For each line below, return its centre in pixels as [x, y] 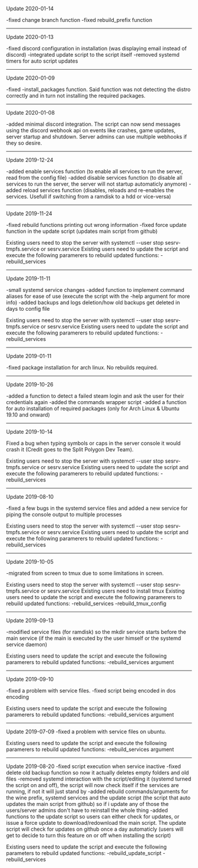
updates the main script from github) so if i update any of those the [88, 804]
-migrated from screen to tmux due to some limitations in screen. [85, 573]
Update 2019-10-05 [30, 562]
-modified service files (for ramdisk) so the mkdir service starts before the [96, 632]
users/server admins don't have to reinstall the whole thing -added [87, 810]
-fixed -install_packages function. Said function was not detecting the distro [98, 89]
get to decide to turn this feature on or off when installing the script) [89, 835]
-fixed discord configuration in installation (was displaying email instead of [97, 48]
